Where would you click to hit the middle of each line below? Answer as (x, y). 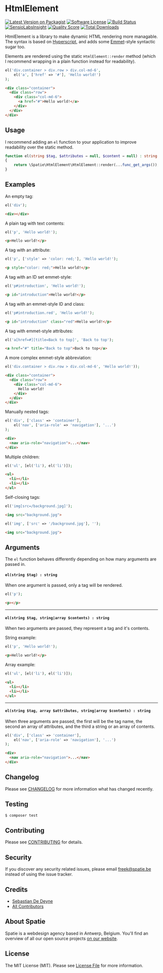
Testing (17, 804)
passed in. (15, 564)
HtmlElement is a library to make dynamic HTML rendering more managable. (81, 36)
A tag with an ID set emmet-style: (38, 277)
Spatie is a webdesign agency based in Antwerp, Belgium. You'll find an (77, 933)
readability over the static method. (39, 147)
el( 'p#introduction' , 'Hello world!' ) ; (45, 286)
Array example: (20, 665)
